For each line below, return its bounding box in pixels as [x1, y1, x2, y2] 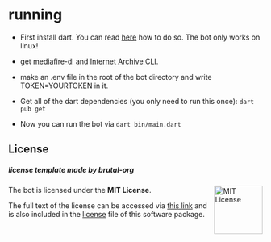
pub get [19, 105, 46, 113]
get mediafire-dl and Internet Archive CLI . [19, 56, 159, 66]
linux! [19, 40, 39, 50]
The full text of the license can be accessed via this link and [8, 201, 207, 211]
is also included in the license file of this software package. [8, 210, 206, 219]
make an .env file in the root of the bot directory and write [19, 72, 212, 81]
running [8, 6, 63, 24]
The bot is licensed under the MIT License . [8, 186, 152, 195]
